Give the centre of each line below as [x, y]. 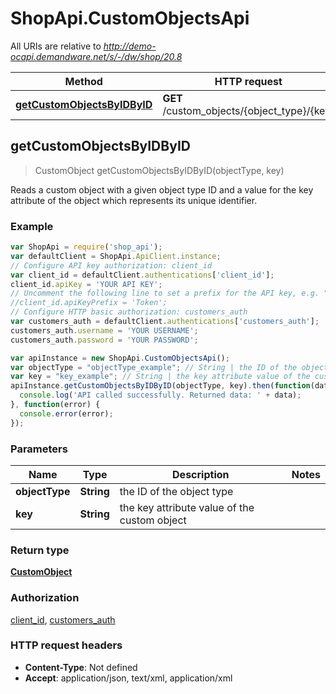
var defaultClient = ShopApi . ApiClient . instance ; [116, 256]
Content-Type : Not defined [81, 667]
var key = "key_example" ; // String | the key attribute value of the [160, 377]
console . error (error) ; [66, 413]
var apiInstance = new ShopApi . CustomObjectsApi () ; [120, 358]
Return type [40, 550]
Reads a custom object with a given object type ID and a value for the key [162, 189]
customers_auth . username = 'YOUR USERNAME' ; [104, 330]
